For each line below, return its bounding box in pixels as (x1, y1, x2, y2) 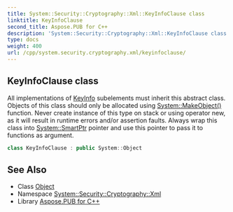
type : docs (7, 36, 39, 43)
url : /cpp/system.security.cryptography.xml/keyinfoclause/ (7, 50, 187, 57)
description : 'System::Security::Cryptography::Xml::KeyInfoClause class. (7, 29, 230, 37)
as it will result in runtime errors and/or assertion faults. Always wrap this (7, 116, 218, 125)
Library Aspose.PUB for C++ (17, 197, 100, 206)
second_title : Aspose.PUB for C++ (7, 23, 108, 30)
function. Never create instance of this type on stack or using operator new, (7, 108, 226, 117)
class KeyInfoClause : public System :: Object (7, 144, 142, 151)
